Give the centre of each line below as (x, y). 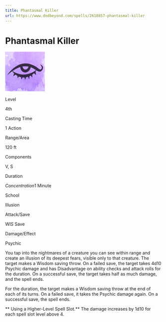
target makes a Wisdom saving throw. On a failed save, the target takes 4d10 (83, 264)
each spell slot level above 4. (35, 314)
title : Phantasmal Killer (32, 10)
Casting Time (19, 118)
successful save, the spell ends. (38, 299)
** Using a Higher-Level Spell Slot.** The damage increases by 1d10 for (78, 309)
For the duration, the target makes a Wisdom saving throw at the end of (78, 289)
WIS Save (15, 224)
